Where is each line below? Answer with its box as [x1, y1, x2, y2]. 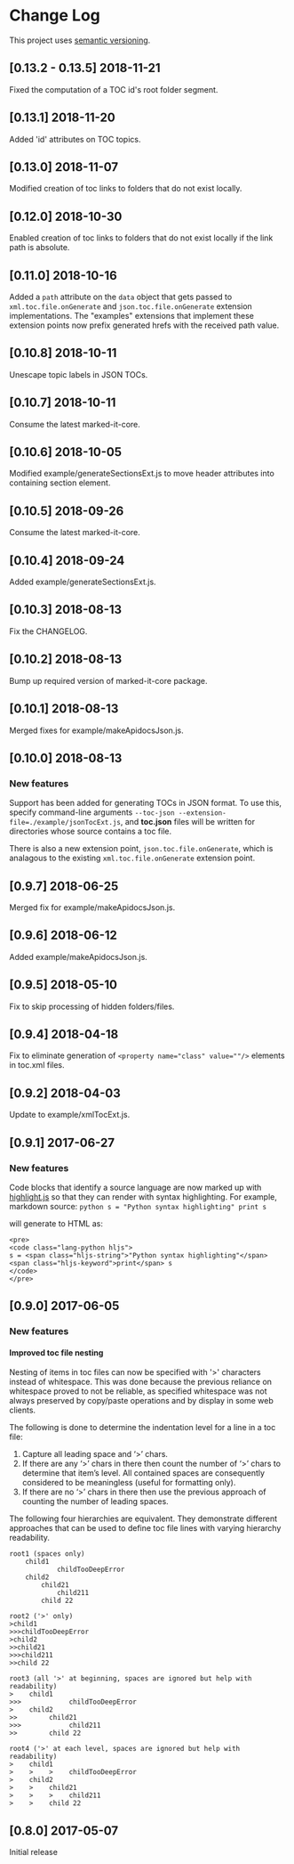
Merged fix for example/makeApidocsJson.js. [9, 902, 176, 913]
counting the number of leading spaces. [21, 1496, 169, 1507]
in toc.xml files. [9, 1060, 65, 1070]
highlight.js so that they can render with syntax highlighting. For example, [9, 1191, 277, 1202]
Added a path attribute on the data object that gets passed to [9, 291, 233, 302]
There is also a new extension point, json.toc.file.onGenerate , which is [9, 843, 274, 854]
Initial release [9, 1847, 58, 1858]
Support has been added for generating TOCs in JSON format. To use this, [9, 798, 282, 809]
